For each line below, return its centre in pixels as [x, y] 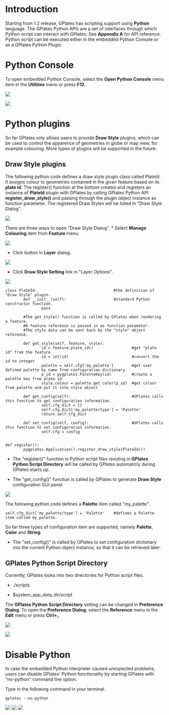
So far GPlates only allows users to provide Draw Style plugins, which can [82, 138]
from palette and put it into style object [52, 388]
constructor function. [29, 304]
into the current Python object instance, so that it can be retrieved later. [87, 547]
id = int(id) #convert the [100, 357]
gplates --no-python [27, 698]
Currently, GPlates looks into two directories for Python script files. [75, 575]
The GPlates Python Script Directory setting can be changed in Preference [84, 604]
